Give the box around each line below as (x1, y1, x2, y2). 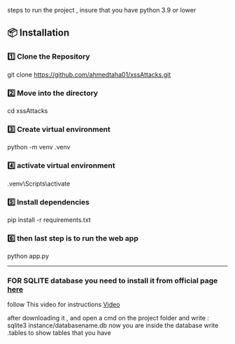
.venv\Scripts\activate (7, 179, 71, 188)
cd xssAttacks (7, 106, 48, 114)
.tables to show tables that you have (7, 329, 112, 337)
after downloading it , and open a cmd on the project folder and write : (7, 314, 210, 322)
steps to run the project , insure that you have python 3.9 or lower (7, 6, 197, 14)
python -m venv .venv (7, 143, 71, 151)
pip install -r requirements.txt (7, 216, 91, 224)
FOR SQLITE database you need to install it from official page (7, 276, 218, 285)
